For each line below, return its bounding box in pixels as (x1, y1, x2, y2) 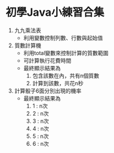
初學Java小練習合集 (5, 5, 104, 19)
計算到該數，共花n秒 (32, 79, 84, 86)
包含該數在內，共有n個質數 (32, 72, 100, 79)
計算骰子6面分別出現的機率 (14, 87, 82, 94)
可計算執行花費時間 (23, 57, 72, 64)
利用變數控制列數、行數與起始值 (23, 34, 103, 41)
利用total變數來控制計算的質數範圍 (23, 49, 109, 56)
